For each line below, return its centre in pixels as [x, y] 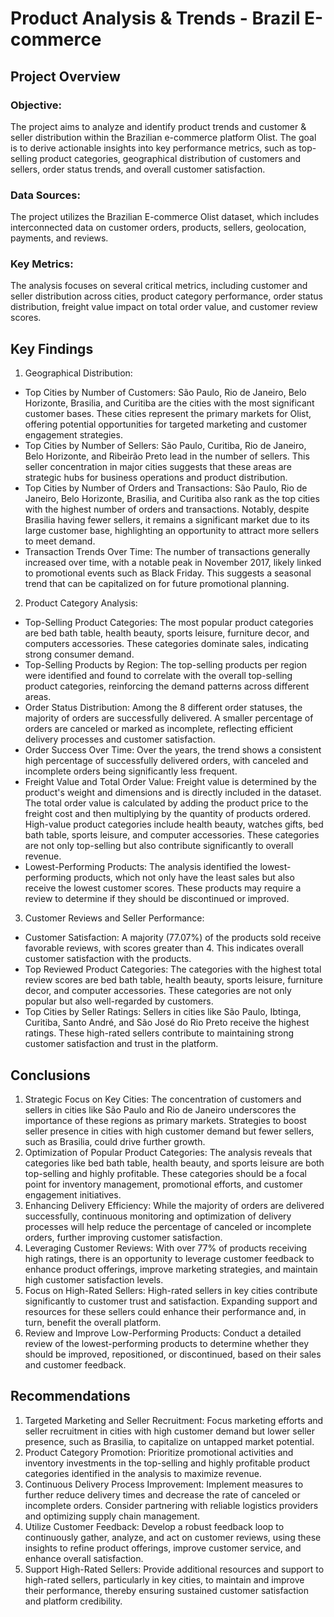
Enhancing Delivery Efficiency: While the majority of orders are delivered [174, 1206]
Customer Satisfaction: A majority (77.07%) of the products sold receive [173, 938]
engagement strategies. [73, 435]
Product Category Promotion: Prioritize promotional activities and [159, 1452]
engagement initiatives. [73, 1195]
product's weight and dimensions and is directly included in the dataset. [173, 793]
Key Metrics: [42, 264]
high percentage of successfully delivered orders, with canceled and [166, 761]
